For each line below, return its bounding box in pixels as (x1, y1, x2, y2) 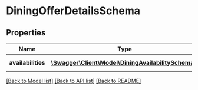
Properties (6, 28, 46, 38)
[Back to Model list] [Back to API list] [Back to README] (6, 78, 141, 84)
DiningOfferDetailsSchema (6, 4, 140, 18)
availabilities (9, 59, 45, 66)
